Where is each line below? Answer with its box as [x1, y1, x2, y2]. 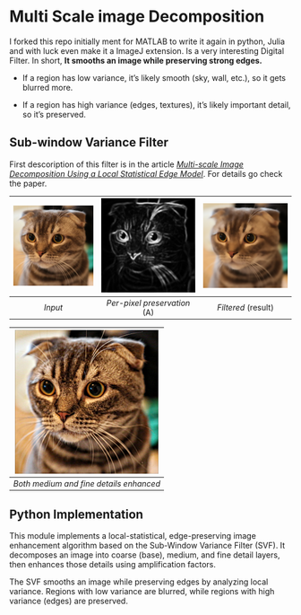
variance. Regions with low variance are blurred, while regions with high [9, 586, 275, 597]
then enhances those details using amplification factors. [9, 559, 217, 570]
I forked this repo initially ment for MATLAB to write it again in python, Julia [9, 36, 285, 47]
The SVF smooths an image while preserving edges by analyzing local [9, 576, 269, 587]
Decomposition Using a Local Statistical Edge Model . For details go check [9, 168, 283, 179]
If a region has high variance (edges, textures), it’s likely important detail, [21, 99, 291, 110]
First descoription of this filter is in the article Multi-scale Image [9, 159, 245, 170]
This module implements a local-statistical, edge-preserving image [9, 531, 257, 541]
